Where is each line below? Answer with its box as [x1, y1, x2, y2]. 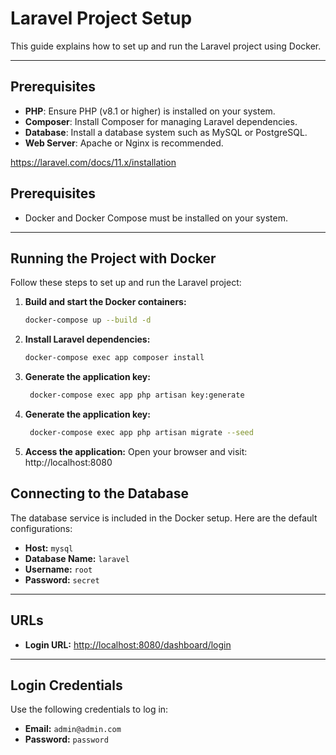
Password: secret [24, 573, 100, 586]
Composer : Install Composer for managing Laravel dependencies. [24, 115, 298, 127]
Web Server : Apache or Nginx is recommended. [24, 137, 224, 149]
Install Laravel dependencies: [24, 333, 151, 346]
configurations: [10, 522, 73, 534]
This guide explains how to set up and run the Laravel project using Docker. [10, 40, 322, 52]
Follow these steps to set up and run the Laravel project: [10, 277, 242, 289]
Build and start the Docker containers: [24, 296, 187, 308]
